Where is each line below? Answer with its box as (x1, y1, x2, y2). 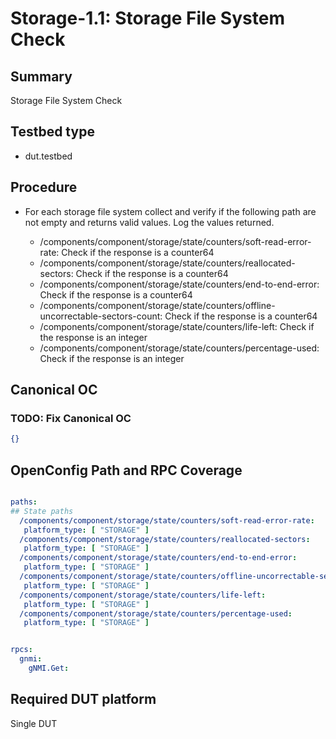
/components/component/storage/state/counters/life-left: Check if (39, 320, 315, 332)
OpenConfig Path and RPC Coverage (10, 462, 243, 479)
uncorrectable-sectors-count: (39, 310, 163, 322)
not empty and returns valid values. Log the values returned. (24, 216, 275, 228)
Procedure (10, 179, 78, 196)
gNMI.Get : (28, 663, 70, 673)
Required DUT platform (10, 691, 157, 708)
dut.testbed (24, 150, 73, 162)
